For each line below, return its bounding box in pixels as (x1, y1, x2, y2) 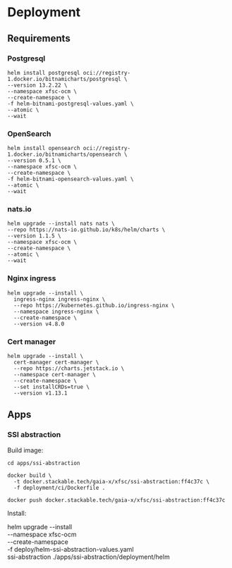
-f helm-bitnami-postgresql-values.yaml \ (7, 100, 134, 107)
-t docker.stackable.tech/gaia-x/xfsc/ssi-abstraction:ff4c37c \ (13, 478, 210, 485)
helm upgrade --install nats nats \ (7, 220, 115, 228)
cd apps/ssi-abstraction (7, 459, 80, 467)
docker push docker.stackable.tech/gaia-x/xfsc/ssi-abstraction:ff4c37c (7, 496, 226, 504)
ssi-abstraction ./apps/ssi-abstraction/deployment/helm (7, 552, 171, 561)
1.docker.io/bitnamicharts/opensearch (7, 151, 121, 159)
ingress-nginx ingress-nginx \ (13, 295, 106, 303)
